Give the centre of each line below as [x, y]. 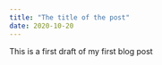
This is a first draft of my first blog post [81, 51]
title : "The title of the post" [69, 17]
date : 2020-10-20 [42, 26]
